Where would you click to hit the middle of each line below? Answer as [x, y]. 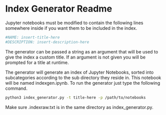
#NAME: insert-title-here [32, 37]
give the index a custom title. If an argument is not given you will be [75, 57]
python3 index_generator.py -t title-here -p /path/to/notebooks [75, 97]
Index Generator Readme [59, 9]
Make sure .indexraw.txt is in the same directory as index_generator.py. [79, 107]
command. [16, 88]
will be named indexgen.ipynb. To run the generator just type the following [83, 83]
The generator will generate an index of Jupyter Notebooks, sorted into [79, 72]
